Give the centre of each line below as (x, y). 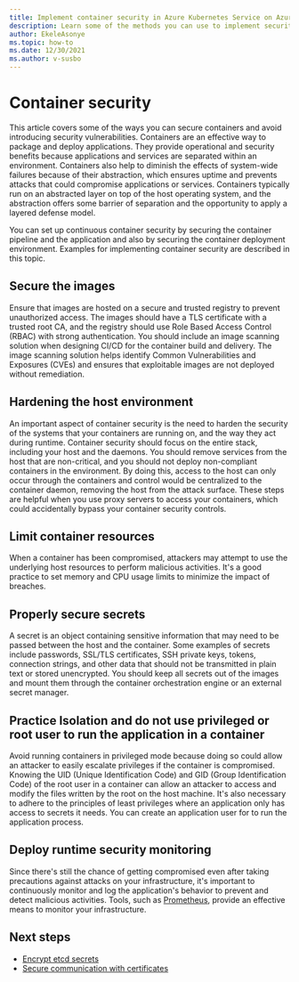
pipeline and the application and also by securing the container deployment (148, 239)
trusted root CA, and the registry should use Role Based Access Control (141, 327)
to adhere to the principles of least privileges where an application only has (147, 803)
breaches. (28, 586)
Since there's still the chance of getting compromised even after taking (139, 871)
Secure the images (62, 286)
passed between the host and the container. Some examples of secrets (140, 645)
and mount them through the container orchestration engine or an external (145, 683)
